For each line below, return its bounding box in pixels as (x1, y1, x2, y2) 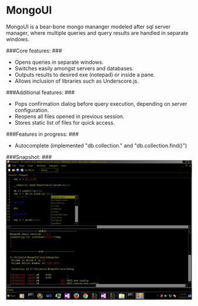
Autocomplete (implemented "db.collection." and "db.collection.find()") (14, 142, 187, 149)
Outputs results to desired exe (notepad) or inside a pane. (14, 71, 155, 78)
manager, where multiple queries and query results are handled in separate (6, 29, 189, 36)
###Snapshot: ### (6, 153, 52, 160)
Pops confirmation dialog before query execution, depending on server (14, 100, 187, 107)
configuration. (14, 106, 49, 113)
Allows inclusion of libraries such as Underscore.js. (14, 77, 139, 84)
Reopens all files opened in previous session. (14, 113, 125, 120)
